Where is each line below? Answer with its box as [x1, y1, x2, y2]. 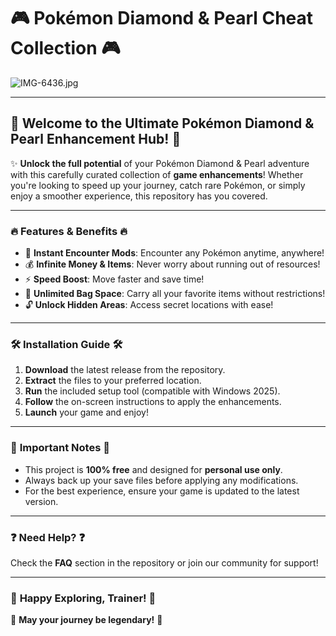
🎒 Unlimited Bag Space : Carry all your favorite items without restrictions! [24, 288, 326, 300]
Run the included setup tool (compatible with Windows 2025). [24, 385, 281, 397]
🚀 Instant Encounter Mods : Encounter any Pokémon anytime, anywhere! [24, 247, 325, 259]
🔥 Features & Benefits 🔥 [10, 224, 128, 238]
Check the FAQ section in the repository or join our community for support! [10, 556, 319, 569]
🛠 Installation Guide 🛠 [10, 337, 123, 351]
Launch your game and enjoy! [24, 406, 149, 419]
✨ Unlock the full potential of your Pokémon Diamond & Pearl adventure [10, 157, 310, 169]
